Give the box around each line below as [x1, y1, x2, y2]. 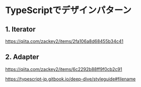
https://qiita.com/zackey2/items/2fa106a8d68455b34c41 [5, 38, 123, 44]
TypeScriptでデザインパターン [5, 5, 132, 16]
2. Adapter [5, 53, 39, 61]
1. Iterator [5, 25, 36, 33]
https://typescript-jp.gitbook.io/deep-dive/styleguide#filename [5, 76, 136, 82]
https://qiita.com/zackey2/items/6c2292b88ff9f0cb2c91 [5, 66, 122, 72]
